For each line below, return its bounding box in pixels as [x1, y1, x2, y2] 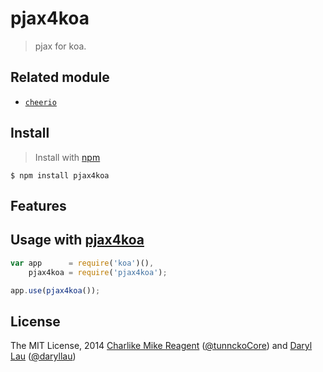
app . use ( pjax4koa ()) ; [10, 285, 101, 296]
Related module [10, 69, 110, 86]
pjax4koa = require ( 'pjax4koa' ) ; [28, 267, 168, 277]
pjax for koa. [34, 40, 87, 52]
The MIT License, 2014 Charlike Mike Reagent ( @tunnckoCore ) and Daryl [10, 340, 313, 352]
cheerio [24, 97, 57, 107]
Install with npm [34, 151, 101, 163]
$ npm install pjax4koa [10, 170, 110, 181]
